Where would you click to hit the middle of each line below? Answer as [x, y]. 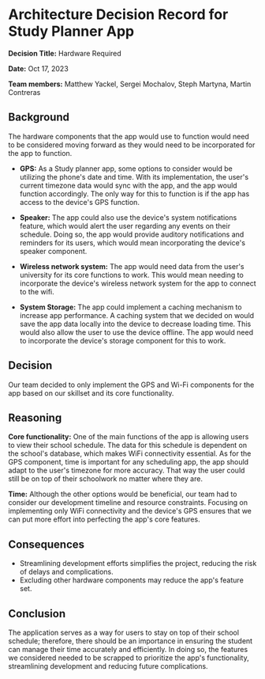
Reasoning [35, 417]
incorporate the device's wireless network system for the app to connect [138, 283]
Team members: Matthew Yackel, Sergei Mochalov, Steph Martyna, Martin [130, 84]
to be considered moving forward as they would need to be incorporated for [132, 145]
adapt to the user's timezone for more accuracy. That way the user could [127, 470]
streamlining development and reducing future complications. [108, 666]
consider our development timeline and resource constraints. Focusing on [128, 503]
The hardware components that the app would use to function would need [129, 136]
